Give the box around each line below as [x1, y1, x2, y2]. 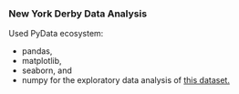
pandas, [21, 46, 53, 57]
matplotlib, [21, 56, 62, 67]
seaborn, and [21, 65, 72, 76]
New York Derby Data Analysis [8, 7, 148, 20]
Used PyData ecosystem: [8, 28, 104, 39]
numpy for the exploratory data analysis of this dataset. [21, 75, 230, 86]
